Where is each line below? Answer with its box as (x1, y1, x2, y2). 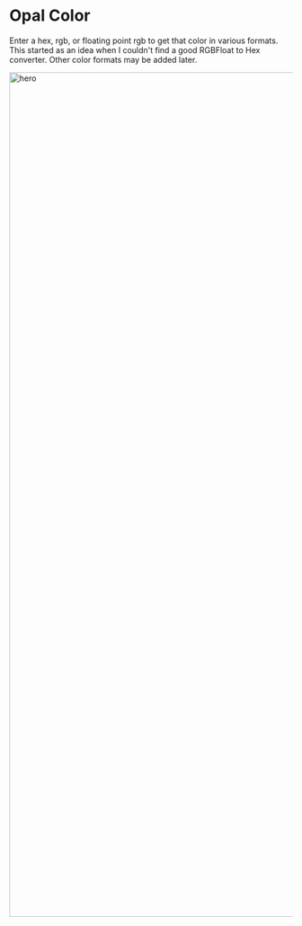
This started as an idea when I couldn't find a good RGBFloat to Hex (9, 44, 261, 55)
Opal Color (9, 5, 92, 26)
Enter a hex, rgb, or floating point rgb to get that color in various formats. (9, 35, 279, 46)
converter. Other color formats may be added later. (9, 54, 198, 65)
